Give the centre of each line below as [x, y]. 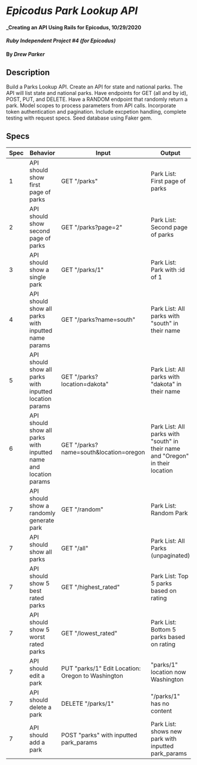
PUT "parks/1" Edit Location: [101, 668]
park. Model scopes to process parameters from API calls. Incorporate [91, 105]
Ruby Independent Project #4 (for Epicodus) [61, 41]
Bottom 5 [163, 630]
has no [160, 703]
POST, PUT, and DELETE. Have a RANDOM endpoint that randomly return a [97, 99]
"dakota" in [166, 384]
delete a [40, 707]
